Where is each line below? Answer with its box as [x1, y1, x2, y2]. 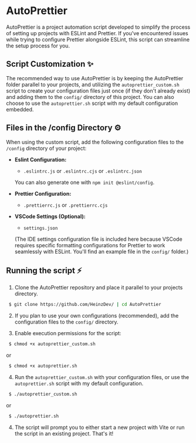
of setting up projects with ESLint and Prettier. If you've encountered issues [6, 29, 189, 36]
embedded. [6, 105, 34, 113]
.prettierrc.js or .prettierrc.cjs [23, 201, 108, 209]
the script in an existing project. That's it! [14, 430, 114, 437]
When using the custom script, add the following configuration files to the [6, 138, 184, 145]
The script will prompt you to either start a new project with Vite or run [14, 424, 185, 431]
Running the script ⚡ [6, 265, 82, 275]
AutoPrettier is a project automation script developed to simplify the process [6, 23, 191, 30]
